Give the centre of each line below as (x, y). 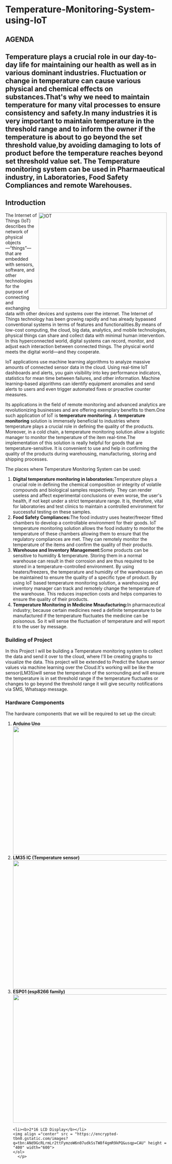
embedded (17, 259)
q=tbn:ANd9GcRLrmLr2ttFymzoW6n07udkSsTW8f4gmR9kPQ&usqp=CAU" (79, 1143)
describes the (20, 226)
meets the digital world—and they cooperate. (53, 352)
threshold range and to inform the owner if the (80, 129)
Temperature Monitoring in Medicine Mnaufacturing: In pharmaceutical (89, 605)
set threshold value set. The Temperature (73, 161)
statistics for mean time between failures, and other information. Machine (83, 378)
